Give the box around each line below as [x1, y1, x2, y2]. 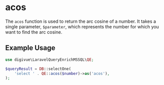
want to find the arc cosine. [5, 29, 62, 35]
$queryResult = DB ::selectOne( [5, 66, 71, 71]
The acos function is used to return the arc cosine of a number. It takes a [5, 18, 156, 24]
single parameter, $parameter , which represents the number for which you [5, 23, 159, 29]
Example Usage [5, 44, 56, 52]
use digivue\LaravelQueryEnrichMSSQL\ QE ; [5, 57, 94, 62]
